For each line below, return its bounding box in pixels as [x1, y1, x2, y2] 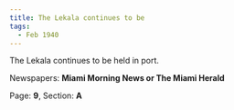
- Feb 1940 [17, 30, 59, 39]
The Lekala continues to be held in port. [9, 55, 160, 66]
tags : [9, 22, 30, 31]
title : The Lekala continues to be [9, 13, 145, 23]
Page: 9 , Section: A [9, 90, 82, 101]
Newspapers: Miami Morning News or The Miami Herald [9, 73, 226, 84]
